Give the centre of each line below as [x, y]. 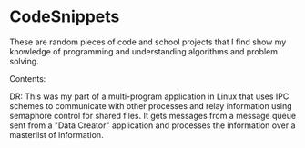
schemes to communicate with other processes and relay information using [151, 105]
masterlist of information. [56, 134]
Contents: [28, 78]
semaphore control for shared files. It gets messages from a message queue [153, 115]
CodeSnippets [65, 17]
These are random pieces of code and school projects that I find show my [148, 42]
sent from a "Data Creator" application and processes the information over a [152, 125]
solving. [24, 61]
